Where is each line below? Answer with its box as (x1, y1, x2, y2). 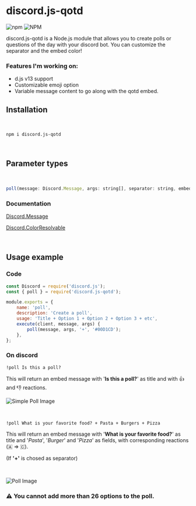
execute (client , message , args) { (16, 321, 100, 327)
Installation (6, 104, 48, 115)
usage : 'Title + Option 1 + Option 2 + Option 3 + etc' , (16, 316, 158, 322)
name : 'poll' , (16, 305, 51, 311)
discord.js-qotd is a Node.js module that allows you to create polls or (6, 35, 171, 42)
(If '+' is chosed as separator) (6, 454, 78, 461)
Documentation (6, 199, 51, 207)
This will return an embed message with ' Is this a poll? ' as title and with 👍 (6, 375, 185, 382)
